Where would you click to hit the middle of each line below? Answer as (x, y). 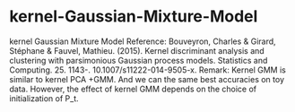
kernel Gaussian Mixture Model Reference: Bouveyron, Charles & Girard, (143, 41)
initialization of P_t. (44, 98)
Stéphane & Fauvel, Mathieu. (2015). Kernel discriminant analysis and (137, 50)
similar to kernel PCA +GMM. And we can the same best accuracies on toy (147, 79)
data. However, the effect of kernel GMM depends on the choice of (133, 89)
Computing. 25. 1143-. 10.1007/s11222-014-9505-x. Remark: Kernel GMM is (148, 70)
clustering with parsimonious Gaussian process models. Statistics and (139, 60)
